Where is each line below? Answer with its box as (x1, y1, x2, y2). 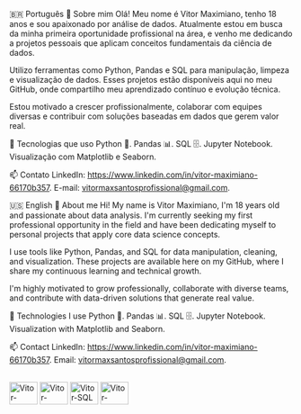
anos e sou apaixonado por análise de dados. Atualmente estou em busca (9, 19, 283, 29)
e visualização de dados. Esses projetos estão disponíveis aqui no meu (9, 75, 272, 85)
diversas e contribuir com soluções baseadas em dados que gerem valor (9, 111, 279, 121)
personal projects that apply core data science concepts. (9, 229, 221, 239)
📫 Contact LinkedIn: (9, 342, 85, 352)
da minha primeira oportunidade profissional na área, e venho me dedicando (9, 28, 293, 39)
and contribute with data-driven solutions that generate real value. (9, 292, 255, 303)
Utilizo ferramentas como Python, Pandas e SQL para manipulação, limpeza (9, 65, 290, 76)
